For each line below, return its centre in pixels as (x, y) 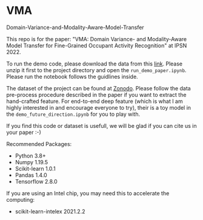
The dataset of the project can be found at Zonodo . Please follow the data (98, 88)
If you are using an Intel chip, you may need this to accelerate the (88, 193)
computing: (21, 199)
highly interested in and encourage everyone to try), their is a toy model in (99, 107)
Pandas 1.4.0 (31, 175)
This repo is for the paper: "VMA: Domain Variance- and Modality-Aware (96, 39)
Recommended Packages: (39, 144)
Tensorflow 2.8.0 (36, 181)
